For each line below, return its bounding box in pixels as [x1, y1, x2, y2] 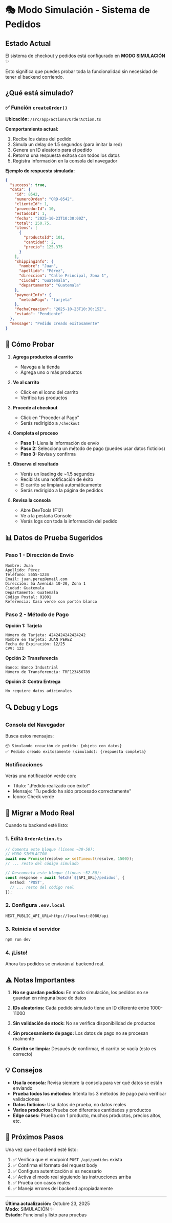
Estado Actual [5, 39, 51, 48]
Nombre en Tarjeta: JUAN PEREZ [5, 637, 72, 642]
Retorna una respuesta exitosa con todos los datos [12, 152, 120, 158]
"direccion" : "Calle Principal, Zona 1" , [18, 273, 109, 278]
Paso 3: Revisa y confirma [20, 451, 76, 457]
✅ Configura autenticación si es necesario [12, 1168, 102, 1174]
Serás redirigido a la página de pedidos [20, 487, 103, 493]
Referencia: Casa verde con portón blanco [5, 599, 97, 604]
